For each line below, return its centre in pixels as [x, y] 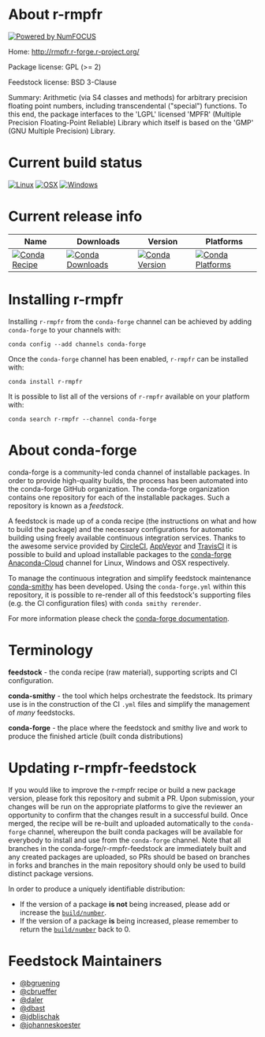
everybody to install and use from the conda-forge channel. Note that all [125, 840]
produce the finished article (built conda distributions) [96, 736]
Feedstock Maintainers [85, 961]
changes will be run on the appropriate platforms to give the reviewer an [125, 806]
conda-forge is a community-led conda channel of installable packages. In [129, 472]
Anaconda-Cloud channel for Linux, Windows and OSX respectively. [119, 563]
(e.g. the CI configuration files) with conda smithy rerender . [105, 603]
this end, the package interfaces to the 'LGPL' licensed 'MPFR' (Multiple [125, 114]
